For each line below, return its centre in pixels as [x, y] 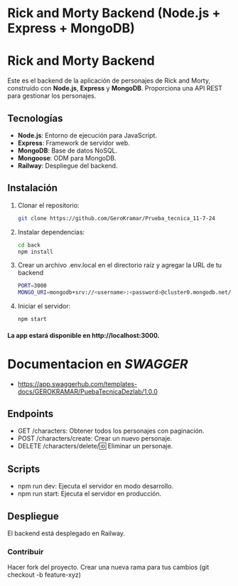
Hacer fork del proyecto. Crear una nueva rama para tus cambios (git [108, 567]
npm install [35, 252]
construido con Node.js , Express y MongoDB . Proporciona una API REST [115, 88]
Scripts [24, 469]
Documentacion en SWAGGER [98, 364]
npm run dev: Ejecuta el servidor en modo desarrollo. [96, 486]
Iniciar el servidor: [44, 306]
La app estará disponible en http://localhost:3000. [83, 335]
